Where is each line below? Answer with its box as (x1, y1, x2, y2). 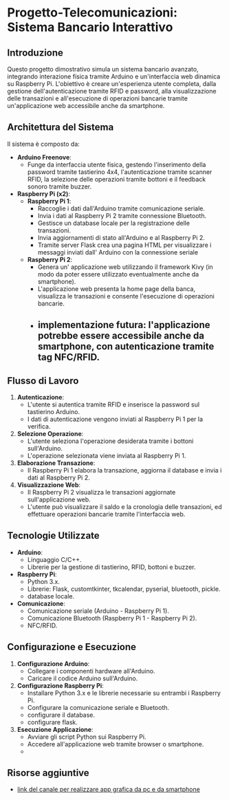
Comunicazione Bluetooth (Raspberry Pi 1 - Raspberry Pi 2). (27, 614, 197, 622)
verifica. (27, 422, 51, 431)
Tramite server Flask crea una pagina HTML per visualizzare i (37, 241, 212, 249)
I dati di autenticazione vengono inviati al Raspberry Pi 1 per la (27, 415, 204, 424)
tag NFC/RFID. (37, 352, 100, 363)
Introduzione (7, 47, 64, 58)
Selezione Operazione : (17, 430, 84, 438)
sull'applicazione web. (27, 495, 91, 504)
